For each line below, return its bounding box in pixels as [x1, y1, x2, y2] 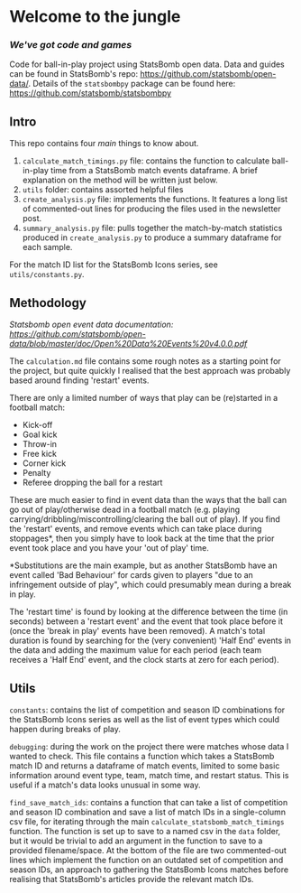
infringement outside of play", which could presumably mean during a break [9, 580, 292, 591]
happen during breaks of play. [9, 723, 122, 734]
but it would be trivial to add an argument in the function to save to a [9, 835, 263, 846]
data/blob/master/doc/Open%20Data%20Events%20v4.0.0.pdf [9, 339, 248, 349]
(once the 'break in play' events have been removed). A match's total [9, 626, 266, 637]
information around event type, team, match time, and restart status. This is [9, 769, 289, 780]
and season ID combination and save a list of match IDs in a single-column [9, 806, 287, 817]
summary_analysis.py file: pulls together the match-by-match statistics [22, 223, 283, 234]
